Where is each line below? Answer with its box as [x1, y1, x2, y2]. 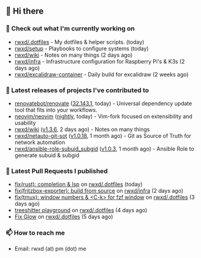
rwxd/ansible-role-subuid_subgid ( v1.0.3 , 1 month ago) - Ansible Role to [14, 145, 194, 152]
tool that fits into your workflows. [14, 106, 98, 113]
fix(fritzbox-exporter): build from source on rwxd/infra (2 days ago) [14, 187, 183, 195]
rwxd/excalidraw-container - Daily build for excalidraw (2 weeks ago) [14, 71, 189, 78]
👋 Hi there [5, 6, 44, 16]
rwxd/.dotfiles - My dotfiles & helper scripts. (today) [14, 38, 144, 46]
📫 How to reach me [5, 229, 65, 237]
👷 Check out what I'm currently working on [5, 24, 135, 33]
